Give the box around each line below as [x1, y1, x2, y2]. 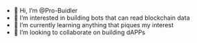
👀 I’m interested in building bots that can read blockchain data [13, 14, 190, 22]
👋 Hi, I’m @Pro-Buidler [13, 7, 78, 14]
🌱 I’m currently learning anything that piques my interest [13, 21, 174, 29]
